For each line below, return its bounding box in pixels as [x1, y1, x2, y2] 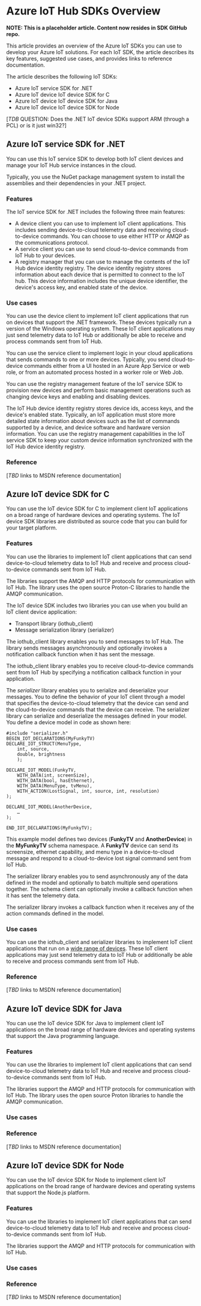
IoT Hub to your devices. [14, 252, 76, 259]
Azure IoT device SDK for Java [6, 1004, 122, 1014]
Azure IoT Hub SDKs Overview [6, 4, 161, 18]
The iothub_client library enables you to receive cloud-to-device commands [6, 662, 194, 670]
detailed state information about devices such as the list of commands [6, 418, 180, 425]
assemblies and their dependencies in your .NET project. [6, 179, 147, 187]
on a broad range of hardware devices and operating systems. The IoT [6, 511, 181, 519]
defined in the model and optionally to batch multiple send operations [6, 879, 178, 886]
